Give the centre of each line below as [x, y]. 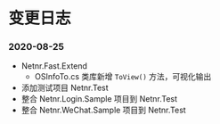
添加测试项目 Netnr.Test [65, 88]
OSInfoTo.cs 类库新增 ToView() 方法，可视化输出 [123, 77]
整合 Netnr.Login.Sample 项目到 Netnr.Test [99, 99]
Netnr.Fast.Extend [54, 66]
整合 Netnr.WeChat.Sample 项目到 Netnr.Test [103, 110]
